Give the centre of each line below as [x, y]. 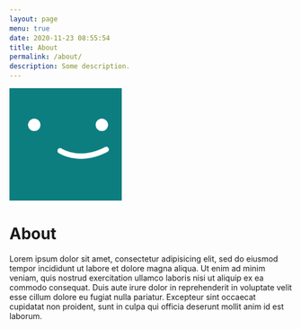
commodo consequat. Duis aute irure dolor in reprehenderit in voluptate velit [150, 287]
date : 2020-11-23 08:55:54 [60, 38]
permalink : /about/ [46, 57]
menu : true [30, 28]
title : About [34, 48]
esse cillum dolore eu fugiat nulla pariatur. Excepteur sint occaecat [133, 297]
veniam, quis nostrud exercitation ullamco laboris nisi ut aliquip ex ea [137, 278]
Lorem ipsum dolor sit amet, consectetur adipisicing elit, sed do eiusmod [144, 258]
